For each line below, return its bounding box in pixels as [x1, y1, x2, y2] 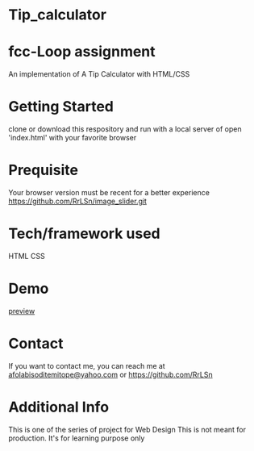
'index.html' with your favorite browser [8, 133, 137, 143]
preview [8, 306, 35, 315]
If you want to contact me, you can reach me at [8, 361, 165, 370]
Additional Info [8, 398, 110, 416]
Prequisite [8, 161, 79, 179]
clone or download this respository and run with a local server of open [8, 124, 242, 134]
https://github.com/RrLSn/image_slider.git [8, 196, 148, 206]
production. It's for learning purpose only [8, 433, 145, 443]
